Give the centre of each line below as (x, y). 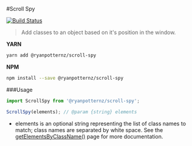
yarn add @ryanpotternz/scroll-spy (51, 55)
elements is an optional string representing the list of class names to (101, 123)
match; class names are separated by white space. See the (89, 130)
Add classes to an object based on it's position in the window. (98, 32)
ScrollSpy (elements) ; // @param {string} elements (72, 112)
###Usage (20, 89)
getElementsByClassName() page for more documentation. (89, 136)
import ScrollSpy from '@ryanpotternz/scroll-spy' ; (73, 101)
